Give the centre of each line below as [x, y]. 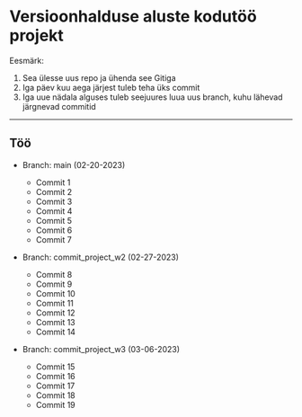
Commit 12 [55, 313]
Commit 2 [54, 191]
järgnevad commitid [59, 106]
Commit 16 [56, 376]
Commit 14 [56, 332]
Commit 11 [55, 303]
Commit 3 [54, 201]
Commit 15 [55, 367]
